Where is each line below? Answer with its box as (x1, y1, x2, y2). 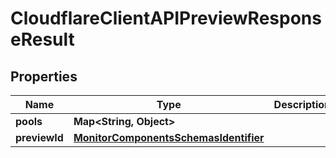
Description (273, 98, 332, 111)
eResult (10, 28, 75, 51)
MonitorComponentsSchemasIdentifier (73, 131, 265, 144)
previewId (15, 131, 64, 144)
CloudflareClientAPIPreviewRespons (10, 7, 322, 30)
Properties (10, 68, 78, 85)
